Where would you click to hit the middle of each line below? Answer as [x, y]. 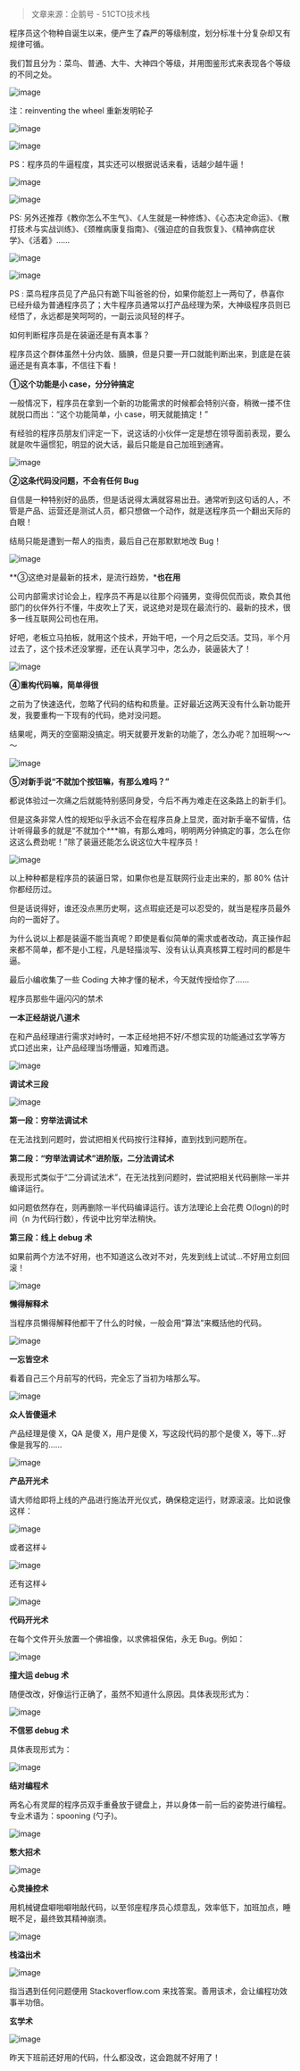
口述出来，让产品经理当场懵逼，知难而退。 [95, 1048]
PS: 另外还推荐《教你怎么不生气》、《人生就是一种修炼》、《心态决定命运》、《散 [150, 217]
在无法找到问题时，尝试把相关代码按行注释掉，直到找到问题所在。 [130, 1139]
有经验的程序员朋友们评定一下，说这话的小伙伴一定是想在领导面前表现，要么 [150, 433]
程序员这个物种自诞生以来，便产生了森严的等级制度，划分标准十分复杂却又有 [150, 33]
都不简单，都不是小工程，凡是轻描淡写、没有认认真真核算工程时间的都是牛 [154, 949]
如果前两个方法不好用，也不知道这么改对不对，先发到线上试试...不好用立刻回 [150, 1257]
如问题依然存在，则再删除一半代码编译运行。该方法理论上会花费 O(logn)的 [146, 1207]
